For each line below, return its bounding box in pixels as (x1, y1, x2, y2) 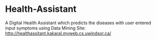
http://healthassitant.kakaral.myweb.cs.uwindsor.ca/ (5, 30, 112, 36)
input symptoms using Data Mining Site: (5, 25, 86, 31)
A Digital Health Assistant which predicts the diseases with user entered (5, 20, 152, 26)
